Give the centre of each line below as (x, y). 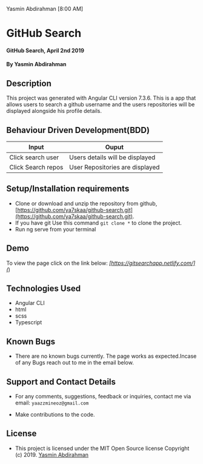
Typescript (28, 322)
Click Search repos (36, 167)
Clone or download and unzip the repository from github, (86, 203)
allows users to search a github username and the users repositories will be (101, 104)
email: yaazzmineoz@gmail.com (52, 403)
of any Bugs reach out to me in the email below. (75, 363)
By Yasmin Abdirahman (36, 64)
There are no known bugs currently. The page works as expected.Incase (106, 356)
